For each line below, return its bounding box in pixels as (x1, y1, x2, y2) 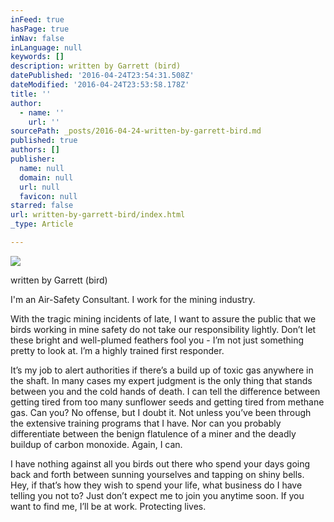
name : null (19, 163, 65, 173)
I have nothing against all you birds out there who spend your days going (10, 457, 311, 470)
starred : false (10, 201, 74, 211)
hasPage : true (10, 24, 70, 34)
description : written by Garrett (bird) (10, 61, 182, 71)
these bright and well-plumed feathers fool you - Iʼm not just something (10, 334, 305, 346)
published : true (10, 136, 78, 146)
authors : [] (10, 145, 60, 155)
